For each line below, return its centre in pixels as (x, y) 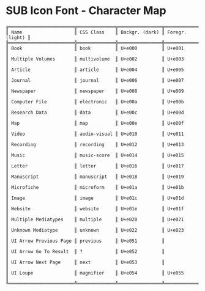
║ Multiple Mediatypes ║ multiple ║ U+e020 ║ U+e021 (95, 219)
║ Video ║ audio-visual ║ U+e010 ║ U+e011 (95, 134)
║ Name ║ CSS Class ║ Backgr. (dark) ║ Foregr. (96, 32)
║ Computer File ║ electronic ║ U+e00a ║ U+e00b (95, 101)
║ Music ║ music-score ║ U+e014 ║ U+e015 (95, 155)
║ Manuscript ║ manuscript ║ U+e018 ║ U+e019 (95, 177)
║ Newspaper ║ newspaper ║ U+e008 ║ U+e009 (95, 91)
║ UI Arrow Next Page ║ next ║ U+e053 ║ (85, 262)
